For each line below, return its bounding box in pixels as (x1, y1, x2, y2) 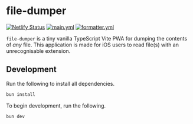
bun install (6, 91, 35, 98)
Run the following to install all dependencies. (6, 80, 115, 87)
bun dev (6, 113, 25, 119)
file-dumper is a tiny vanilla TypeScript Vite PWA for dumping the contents (6, 35, 188, 42)
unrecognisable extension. (6, 47, 71, 54)
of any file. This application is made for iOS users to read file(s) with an (6, 41, 179, 48)
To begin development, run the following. (6, 102, 106, 109)
